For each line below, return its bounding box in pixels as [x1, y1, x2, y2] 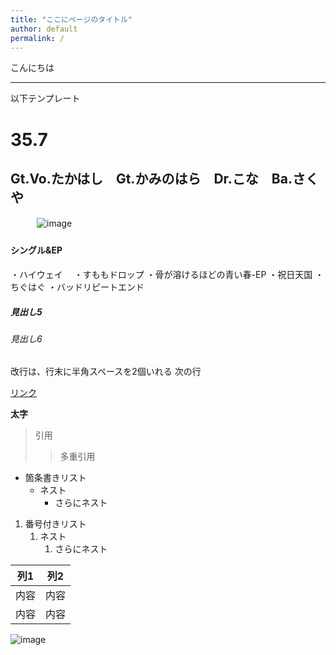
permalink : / [10, 33, 65, 43]
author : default [10, 24, 78, 34]
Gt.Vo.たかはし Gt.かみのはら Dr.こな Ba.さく [10, 170, 319, 187]
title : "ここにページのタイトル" [10, 14, 133, 25]
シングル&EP [10, 244, 63, 256]
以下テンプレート [10, 92, 81, 105]
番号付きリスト [24, 518, 87, 530]
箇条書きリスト [24, 472, 87, 484]
